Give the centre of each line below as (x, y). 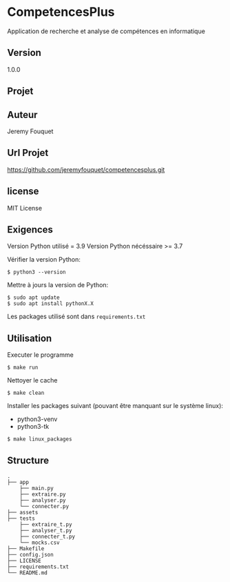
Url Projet (28, 153)
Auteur (22, 115)
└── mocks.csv (40, 543)
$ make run (23, 368)
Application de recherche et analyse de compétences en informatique (106, 31)
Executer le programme (40, 355)
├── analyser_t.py (46, 531)
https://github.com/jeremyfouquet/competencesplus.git (86, 169)
